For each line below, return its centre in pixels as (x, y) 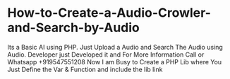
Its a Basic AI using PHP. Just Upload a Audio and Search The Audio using (115, 47)
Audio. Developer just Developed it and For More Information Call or (106, 55)
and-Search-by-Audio (73, 28)
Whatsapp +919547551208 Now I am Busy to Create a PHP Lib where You (115, 62)
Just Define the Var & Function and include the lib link (85, 69)
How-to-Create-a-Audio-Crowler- (109, 13)
